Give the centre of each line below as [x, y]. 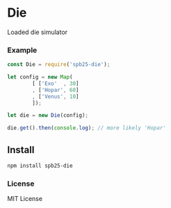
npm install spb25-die [40, 166]
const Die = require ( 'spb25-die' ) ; [59, 65]
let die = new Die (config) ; [48, 115]
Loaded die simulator [38, 32]
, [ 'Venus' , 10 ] [56, 96]
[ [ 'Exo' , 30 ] [56, 83]
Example [22, 50]
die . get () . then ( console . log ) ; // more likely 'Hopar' [87, 128]
